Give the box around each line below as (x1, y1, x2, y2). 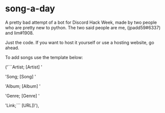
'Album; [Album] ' (5, 83, 41, 89)
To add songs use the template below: (5, 54, 83, 60)
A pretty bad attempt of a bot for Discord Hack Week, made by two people (5, 19, 157, 25)
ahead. (5, 45, 19, 51)
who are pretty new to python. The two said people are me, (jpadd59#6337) (5, 24, 161, 30)
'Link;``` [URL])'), (5, 102, 40, 108)
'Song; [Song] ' (5, 73, 36, 79)
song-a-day (5, 3, 55, 14)
